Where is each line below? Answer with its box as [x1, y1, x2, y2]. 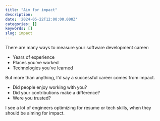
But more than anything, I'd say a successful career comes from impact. [5, 75, 155, 80]
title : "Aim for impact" [5, 7, 58, 13]
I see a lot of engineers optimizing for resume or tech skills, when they [5, 105, 151, 110]
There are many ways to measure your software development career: [5, 45, 149, 50]
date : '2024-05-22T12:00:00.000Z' [5, 17, 78, 22]
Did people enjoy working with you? [12, 84, 87, 90]
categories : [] [5, 21, 37, 27]
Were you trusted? [12, 95, 51, 101]
